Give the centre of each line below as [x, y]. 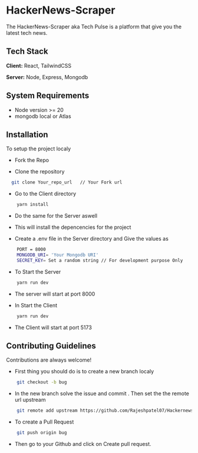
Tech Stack [27, 52]
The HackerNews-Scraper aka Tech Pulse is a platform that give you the [94, 27]
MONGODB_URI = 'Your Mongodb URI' [58, 255]
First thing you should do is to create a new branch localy [84, 372]
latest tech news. [27, 32]
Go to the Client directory [45, 194]
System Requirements [48, 96]
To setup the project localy [39, 149]
